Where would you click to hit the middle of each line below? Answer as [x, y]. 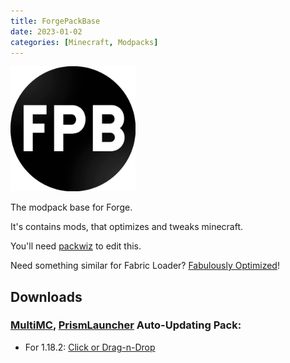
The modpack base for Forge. [71, 207]
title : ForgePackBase [55, 21]
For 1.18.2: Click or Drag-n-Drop [90, 347]
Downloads [46, 296]
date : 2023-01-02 [46, 31]
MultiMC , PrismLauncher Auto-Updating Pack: [126, 325]
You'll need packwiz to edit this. [76, 246]
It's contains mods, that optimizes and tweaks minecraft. [127, 227]
